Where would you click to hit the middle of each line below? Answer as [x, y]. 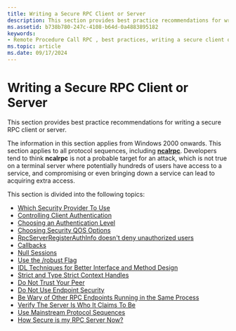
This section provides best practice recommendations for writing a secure [114, 122]
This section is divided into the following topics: [76, 194]
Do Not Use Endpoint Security [61, 290]
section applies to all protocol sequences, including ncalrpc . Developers [112, 150]
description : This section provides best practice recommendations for [114, 20]
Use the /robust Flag [47, 260]
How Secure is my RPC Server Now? [70, 320]
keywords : [22, 33]
